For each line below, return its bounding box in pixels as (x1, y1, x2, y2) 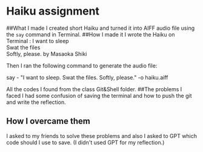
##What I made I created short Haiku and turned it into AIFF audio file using (6, 24, 195, 32)
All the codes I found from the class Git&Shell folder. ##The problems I (6, 85, 182, 92)
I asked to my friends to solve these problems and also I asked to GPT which (6, 132, 198, 139)
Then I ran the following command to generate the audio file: (6, 62, 158, 69)
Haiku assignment (6, 4, 100, 18)
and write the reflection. (6, 98, 67, 106)
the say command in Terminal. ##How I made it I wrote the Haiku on (6, 30, 175, 38)
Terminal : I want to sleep (6, 37, 69, 44)
